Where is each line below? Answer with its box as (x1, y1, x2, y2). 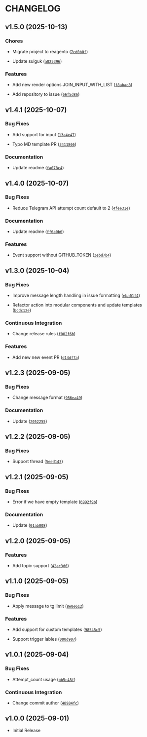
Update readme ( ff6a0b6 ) (12, 229, 64, 234)
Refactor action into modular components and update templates (12, 302, 142, 308)
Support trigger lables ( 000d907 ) (12, 636, 77, 642)
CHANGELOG (5, 3, 61, 14)
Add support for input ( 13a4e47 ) (12, 131, 76, 137)
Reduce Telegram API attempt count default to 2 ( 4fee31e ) (12, 205, 130, 211)
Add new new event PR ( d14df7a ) (12, 354, 80, 360)
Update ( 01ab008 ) (12, 522, 48, 528)
